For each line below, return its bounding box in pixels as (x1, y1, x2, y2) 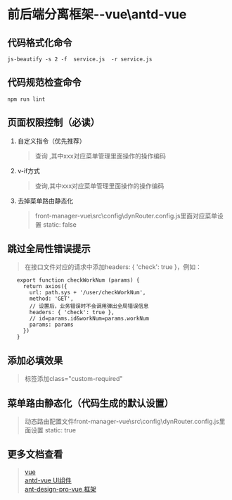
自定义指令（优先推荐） (17, 137, 86, 145)
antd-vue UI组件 (24, 476, 72, 485)
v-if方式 (17, 166, 41, 175)
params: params (29, 321, 74, 328)
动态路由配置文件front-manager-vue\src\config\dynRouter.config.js (24, 417, 219, 426)
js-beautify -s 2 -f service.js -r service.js (7, 56, 153, 63)
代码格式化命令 (7, 37, 72, 49)
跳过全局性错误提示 (7, 243, 91, 255)
